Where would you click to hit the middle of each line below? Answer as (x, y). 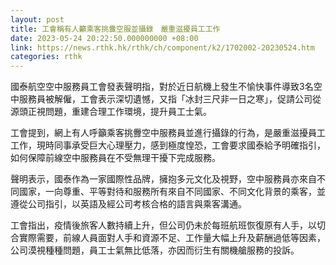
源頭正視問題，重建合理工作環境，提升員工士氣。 (111, 112)
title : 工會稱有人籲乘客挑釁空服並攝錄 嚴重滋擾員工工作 (115, 29)
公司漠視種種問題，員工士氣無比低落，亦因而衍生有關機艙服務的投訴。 (155, 250)
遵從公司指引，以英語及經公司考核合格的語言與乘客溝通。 (128, 204)
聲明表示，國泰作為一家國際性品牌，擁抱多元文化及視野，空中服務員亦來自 (163, 179)
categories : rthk (46, 57)
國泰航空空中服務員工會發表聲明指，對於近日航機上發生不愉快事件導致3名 (162, 87)
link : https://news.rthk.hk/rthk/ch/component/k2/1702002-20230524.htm (162, 47)
